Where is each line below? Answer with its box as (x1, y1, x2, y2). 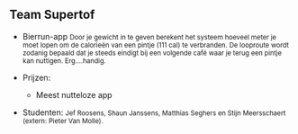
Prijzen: (22, 72, 51, 83)
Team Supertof (9, 7, 95, 22)
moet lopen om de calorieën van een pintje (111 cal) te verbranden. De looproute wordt (22, 40, 290, 49)
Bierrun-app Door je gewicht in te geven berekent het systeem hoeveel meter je (22, 31, 277, 41)
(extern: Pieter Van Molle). (22, 116, 104, 125)
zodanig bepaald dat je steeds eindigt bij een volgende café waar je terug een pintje (22, 49, 282, 58)
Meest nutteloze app (35, 89, 113, 100)
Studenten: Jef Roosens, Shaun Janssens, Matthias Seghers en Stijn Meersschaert (22, 107, 286, 118)
